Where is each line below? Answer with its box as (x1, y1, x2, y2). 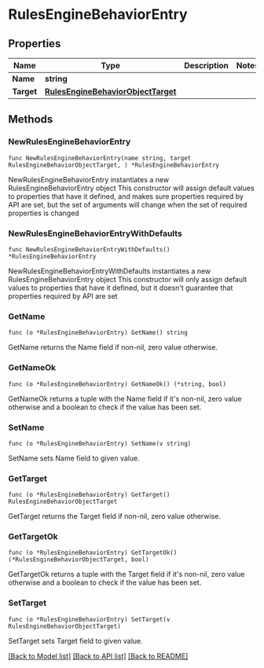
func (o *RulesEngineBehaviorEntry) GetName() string (8, 328, 189, 337)
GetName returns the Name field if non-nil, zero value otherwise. (8, 343, 218, 352)
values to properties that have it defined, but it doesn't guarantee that (8, 283, 233, 292)
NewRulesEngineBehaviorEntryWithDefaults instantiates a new (8, 266, 211, 276)
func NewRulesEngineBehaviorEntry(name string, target (8, 154, 192, 162)
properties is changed (8, 208, 80, 218)
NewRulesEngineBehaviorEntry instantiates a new (8, 174, 170, 184)
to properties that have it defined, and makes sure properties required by (8, 191, 244, 201)
